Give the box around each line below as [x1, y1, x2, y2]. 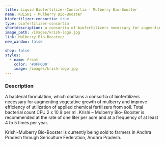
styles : [5, 53, 21, 58]
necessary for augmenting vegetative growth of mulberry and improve [5, 99, 147, 105]
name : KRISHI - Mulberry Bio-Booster [5, 12, 82, 17]
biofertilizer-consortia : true [5, 16, 69, 21]
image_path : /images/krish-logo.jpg [5, 30, 80, 35]
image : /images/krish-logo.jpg [14, 66, 78, 71]
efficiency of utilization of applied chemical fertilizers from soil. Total [5, 104, 143, 110]
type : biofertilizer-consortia [5, 21, 69, 26]
